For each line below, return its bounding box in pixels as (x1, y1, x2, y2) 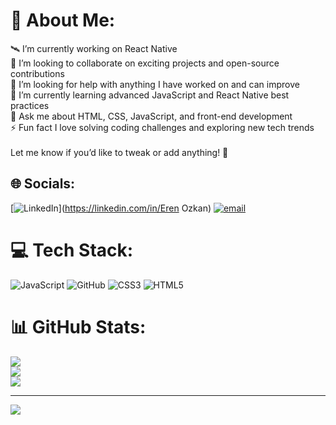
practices (10, 99, 50, 111)
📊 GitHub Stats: (10, 315, 147, 338)
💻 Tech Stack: (10, 239, 134, 261)
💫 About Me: (10, 9, 116, 32)
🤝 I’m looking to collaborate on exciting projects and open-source (10, 57, 280, 69)
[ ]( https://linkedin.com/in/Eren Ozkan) (10, 202, 212, 214)
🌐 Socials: (10, 175, 76, 193)
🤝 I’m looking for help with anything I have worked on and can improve (10, 78, 300, 90)
